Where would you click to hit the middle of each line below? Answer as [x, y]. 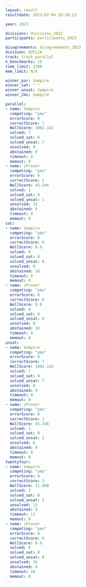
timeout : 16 [23, 572]
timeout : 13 [23, 514]
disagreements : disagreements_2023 [43, 47]
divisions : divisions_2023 [34, 33]
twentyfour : [18, 462]
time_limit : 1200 [24, 66]
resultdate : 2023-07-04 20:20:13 [41, 15]
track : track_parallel [29, 57]
